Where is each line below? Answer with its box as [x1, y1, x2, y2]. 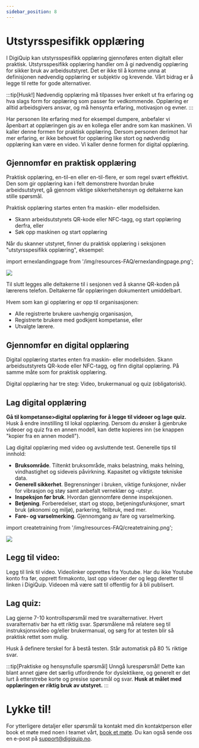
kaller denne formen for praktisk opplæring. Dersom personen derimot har [6, 128, 188, 135]
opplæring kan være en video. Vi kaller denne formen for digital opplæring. [6, 141, 189, 148]
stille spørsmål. [6, 193, 43, 200]
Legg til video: [6, 552, 60, 562]
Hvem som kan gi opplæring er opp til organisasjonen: [6, 299, 139, 306]
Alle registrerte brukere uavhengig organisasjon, [14, 310, 133, 317]
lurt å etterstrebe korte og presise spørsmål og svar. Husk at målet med [6, 675, 182, 682]
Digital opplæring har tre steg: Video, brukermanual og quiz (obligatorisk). [6, 380, 187, 388]
